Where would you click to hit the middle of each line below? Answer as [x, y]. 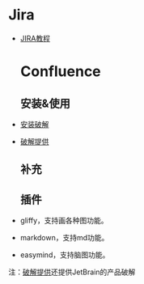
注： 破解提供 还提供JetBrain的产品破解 [72, 272]
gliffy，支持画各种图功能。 [64, 221]
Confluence [60, 72]
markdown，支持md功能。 [64, 238]
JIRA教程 [35, 38]
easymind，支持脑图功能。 [65, 255]
